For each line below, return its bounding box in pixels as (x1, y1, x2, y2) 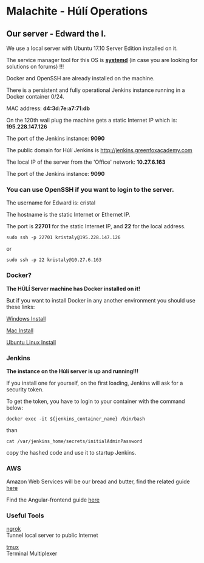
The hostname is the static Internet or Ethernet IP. (6, 211, 131, 219)
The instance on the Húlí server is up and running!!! (6, 367, 139, 375)
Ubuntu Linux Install (6, 338, 56, 346)
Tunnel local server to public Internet (6, 531, 98, 539)
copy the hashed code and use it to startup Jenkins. (6, 449, 137, 456)
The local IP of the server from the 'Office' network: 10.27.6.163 (6, 158, 166, 166)
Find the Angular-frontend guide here (6, 496, 100, 503)
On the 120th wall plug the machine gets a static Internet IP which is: (6, 117, 177, 124)
